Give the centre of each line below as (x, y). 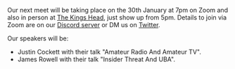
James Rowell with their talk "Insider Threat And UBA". (96, 59)
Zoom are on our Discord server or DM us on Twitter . (84, 25)
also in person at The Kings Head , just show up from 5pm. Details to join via (117, 17)
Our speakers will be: (38, 38)
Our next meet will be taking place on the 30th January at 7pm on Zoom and (118, 10)
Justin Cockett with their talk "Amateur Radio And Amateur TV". (109, 52)
